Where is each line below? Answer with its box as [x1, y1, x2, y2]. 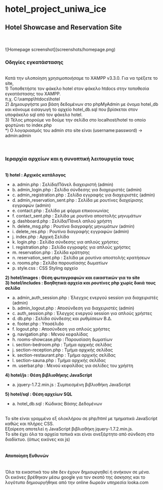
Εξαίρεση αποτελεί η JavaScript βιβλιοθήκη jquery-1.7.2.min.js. [5, 426, 134, 431]
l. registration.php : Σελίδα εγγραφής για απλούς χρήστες [12, 244, 131, 250]
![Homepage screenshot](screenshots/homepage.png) [5, 47, 116, 52]
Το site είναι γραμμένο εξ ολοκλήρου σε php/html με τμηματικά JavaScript [5, 415, 158, 421]
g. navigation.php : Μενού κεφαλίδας [12, 331, 89, 337]
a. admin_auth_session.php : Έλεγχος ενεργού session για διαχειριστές [12, 294, 159, 301]
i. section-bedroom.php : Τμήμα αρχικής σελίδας [12, 341, 112, 347]
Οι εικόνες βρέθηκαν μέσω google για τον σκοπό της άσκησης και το [5, 474, 145, 480]
